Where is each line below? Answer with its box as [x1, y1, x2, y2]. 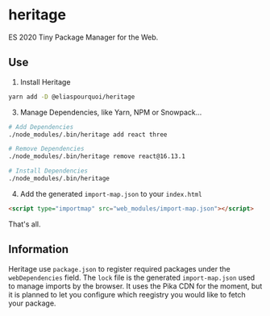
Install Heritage [19, 77, 71, 86]
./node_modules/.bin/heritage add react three [8, 131, 168, 139]
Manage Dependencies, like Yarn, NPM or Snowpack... [19, 107, 202, 117]
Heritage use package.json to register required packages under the [8, 264, 231, 273]
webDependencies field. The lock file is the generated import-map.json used [8, 272, 255, 282]
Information [8, 243, 69, 256]
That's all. [8, 219, 41, 229]
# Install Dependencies [8, 167, 89, 175]
